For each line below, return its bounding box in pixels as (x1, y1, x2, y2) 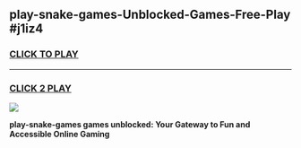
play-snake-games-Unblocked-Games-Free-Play (9, 7, 291, 22)
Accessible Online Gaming (9, 128, 110, 139)
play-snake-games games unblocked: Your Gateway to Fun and (9, 118, 251, 129)
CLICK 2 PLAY (9, 82, 72, 94)
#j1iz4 (9, 22, 44, 37)
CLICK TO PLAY (9, 48, 79, 61)
